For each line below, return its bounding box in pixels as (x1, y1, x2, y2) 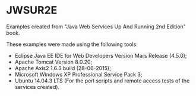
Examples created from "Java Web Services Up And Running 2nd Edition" (6, 23, 186, 30)
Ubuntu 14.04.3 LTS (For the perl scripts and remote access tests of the (14, 77, 190, 84)
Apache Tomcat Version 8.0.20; (14, 58, 93, 65)
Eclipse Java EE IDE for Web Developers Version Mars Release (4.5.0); (14, 52, 187, 59)
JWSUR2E (6, 4, 58, 17)
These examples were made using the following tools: (6, 41, 138, 48)
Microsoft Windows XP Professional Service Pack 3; (14, 71, 143, 78)
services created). (14, 83, 60, 90)
